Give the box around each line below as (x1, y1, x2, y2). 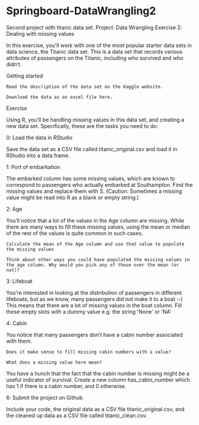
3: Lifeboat (6, 277, 33, 285)
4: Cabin (6, 320, 27, 327)
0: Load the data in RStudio (6, 134, 73, 141)
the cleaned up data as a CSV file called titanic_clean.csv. (6, 412, 147, 419)
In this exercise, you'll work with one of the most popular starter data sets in (6, 42, 192, 49)
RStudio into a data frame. (6, 152, 70, 159)
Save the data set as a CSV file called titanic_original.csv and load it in (6, 145, 178, 152)
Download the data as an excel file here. (6, 94, 113, 100)
